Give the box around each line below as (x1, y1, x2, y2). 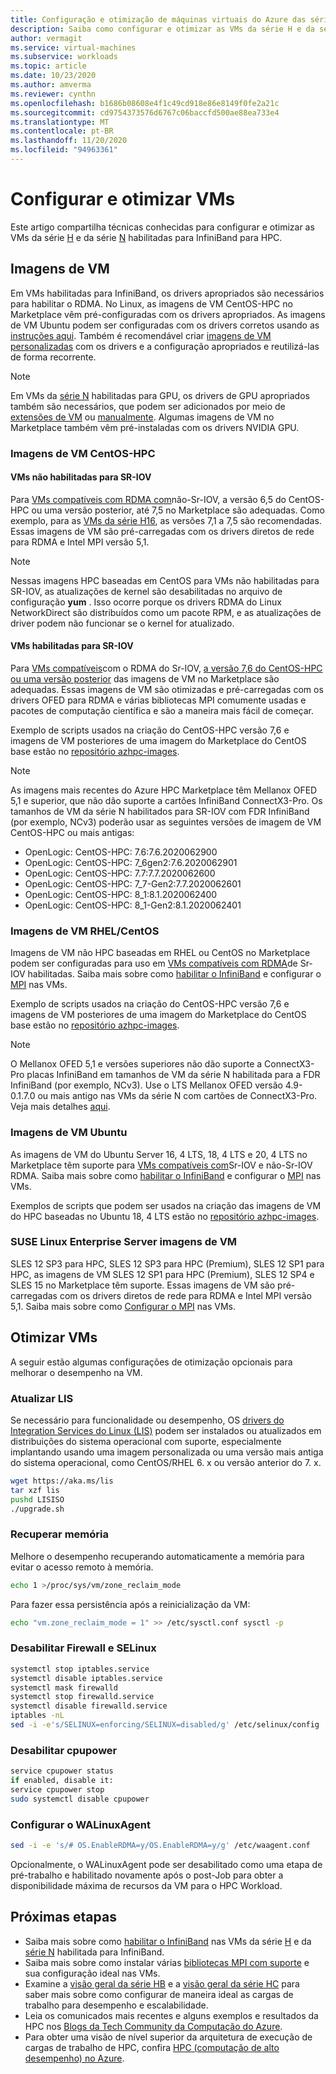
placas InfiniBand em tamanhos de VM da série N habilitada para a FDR (26, 1069, 321, 1081)
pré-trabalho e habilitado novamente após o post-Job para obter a (10, 1869, 284, 1881)
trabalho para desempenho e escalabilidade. (24, 1999, 209, 2011)
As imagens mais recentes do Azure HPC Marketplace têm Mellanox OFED (10, 784, 318, 796)
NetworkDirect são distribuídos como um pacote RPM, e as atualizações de (10, 606, 322, 618)
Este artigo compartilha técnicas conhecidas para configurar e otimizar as (10, 221, 315, 233)
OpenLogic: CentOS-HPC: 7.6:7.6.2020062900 (24, 846, 218, 858)
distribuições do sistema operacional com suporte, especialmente (10, 1435, 282, 1447)
